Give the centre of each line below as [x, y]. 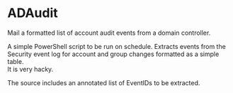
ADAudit [33, 13]
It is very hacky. [30, 69]
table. [16, 61]
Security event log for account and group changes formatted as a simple [113, 54]
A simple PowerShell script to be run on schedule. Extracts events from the [117, 46]
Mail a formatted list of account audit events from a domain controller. [109, 33]
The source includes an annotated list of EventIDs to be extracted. [104, 82]
